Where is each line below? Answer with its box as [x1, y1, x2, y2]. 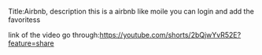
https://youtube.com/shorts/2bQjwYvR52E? [99, 31, 242, 39]
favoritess [8, 15, 41, 24]
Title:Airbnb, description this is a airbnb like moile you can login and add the [8, 7, 254, 16]
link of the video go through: [8, 31, 100, 39]
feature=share [8, 38, 54, 48]
